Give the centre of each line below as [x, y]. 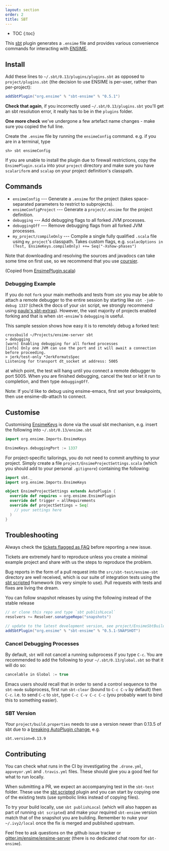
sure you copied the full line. [35, 127]
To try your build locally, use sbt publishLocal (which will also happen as [81, 807]
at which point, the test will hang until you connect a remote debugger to [80, 371]
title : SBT [17, 19]
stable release [20, 603]
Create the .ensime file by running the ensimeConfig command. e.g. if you [81, 136]
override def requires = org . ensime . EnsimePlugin [63, 496]
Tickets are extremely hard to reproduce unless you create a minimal [76, 557]
